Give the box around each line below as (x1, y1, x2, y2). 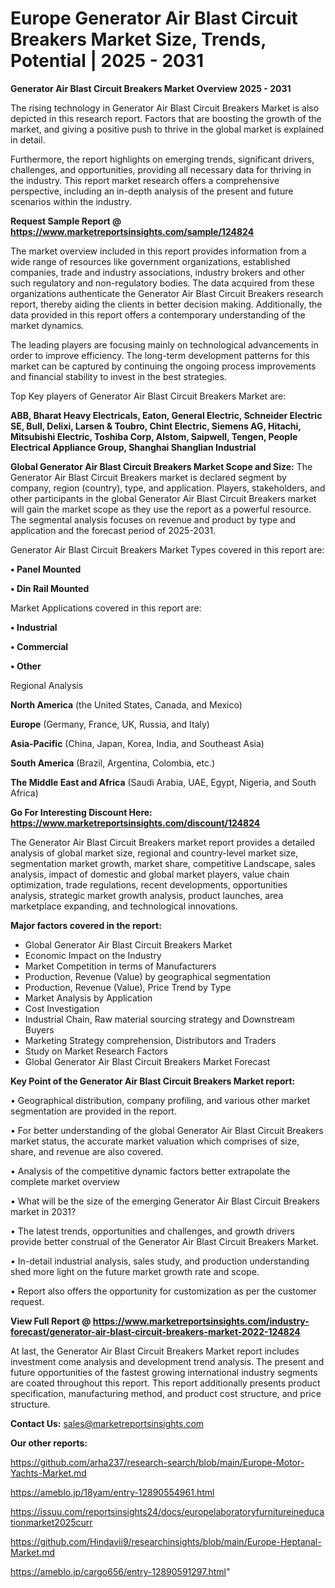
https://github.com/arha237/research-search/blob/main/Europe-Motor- (10, 1456, 305, 1468)
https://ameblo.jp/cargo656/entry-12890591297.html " (10, 1565, 231, 1577)
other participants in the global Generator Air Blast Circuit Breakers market (10, 492, 317, 504)
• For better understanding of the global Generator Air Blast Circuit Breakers (10, 1124, 324, 1136)
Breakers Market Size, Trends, (10, 28, 267, 51)
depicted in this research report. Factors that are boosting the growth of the (10, 112, 322, 124)
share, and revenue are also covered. (10, 1145, 164, 1157)
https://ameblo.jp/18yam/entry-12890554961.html (10, 1486, 215, 1498)
